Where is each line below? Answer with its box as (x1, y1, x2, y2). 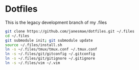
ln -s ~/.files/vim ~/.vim (5, 61, 60, 66)
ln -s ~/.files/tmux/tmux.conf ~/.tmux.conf (5, 47, 97, 52)
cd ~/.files (5, 33, 29, 38)
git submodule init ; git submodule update (5, 38, 93, 43)
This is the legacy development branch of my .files (5, 19, 107, 25)
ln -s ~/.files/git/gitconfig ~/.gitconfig (5, 52, 95, 56)
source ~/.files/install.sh (5, 42, 63, 47)
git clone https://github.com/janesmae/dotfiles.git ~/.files (5, 29, 135, 34)
